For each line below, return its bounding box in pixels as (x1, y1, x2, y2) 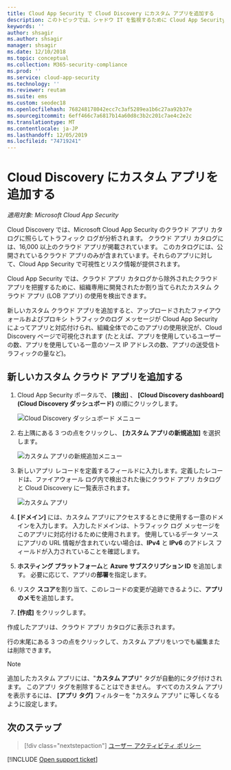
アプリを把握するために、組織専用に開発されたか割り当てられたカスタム (7, 283, 212, 291)
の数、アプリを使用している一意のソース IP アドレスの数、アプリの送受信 (7, 341, 214, 349)
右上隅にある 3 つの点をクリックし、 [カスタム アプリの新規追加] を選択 (16, 428, 221, 437)
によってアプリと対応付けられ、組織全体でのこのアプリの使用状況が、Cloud (7, 324, 222, 332)
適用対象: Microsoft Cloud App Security (7, 211, 119, 219)
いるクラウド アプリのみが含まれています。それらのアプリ (30, 252, 195, 260)
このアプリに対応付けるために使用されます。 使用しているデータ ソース (16, 530, 219, 538)
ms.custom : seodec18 (7, 100, 67, 107)
